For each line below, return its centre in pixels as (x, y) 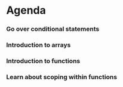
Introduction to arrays (39, 45)
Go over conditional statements (53, 29)
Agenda (26, 10)
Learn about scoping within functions (62, 77)
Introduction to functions (43, 61)
